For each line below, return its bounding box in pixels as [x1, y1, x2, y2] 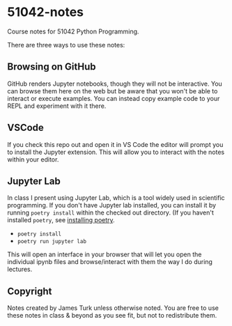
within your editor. [7, 155, 59, 164]
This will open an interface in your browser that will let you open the [7, 250, 202, 258]
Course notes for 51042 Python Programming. [7, 27, 139, 36]
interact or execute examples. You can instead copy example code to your [7, 94, 220, 102]
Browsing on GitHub [7, 61, 96, 73]
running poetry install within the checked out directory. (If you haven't [7, 208, 215, 217]
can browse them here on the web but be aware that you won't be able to [7, 86, 218, 95]
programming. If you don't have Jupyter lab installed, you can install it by [7, 201, 217, 210]
